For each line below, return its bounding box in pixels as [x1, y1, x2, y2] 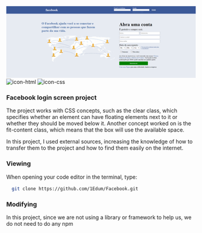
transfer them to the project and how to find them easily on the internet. [6, 144, 183, 152]
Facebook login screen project [6, 94, 97, 102]
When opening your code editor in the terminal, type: [6, 173, 138, 180]
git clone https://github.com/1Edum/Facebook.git [11, 185, 138, 192]
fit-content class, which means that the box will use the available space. [6, 126, 185, 133]
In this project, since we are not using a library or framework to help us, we [6, 214, 192, 221]
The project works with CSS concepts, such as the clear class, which [6, 107, 177, 114]
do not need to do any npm [6, 220, 73, 227]
